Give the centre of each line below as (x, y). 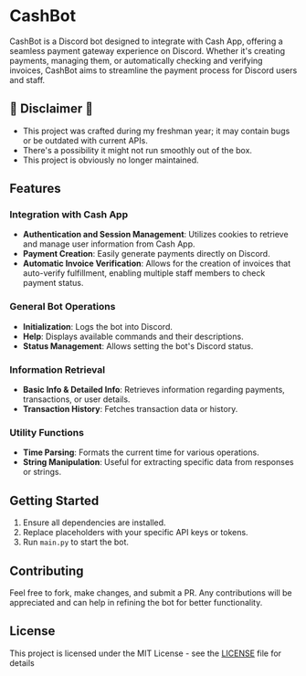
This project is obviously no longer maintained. (111, 160)
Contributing (47, 570)
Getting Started (54, 500)
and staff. (27, 79)
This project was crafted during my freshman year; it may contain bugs (156, 131)
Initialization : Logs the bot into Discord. (98, 326)
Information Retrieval (58, 369)
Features (35, 189)
